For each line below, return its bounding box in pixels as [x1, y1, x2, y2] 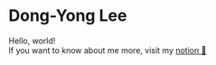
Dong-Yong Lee [8, 5, 127, 26]
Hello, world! [8, 35, 56, 46]
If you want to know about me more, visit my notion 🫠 [8, 44, 207, 55]
